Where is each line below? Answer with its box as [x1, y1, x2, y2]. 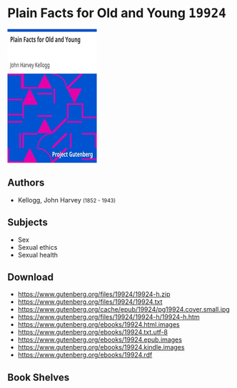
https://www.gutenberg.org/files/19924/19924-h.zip [17, 290, 171, 299]
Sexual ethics [17, 242, 58, 251]
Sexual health [17, 250, 59, 259]
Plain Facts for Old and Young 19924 [7, 5, 226, 21]
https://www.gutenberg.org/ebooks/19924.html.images [17, 320, 180, 329]
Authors [7, 177, 45, 189]
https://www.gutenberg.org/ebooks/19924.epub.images [17, 335, 182, 344]
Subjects [7, 216, 48, 229]
